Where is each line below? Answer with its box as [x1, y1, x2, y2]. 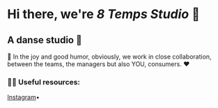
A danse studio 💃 [7, 34, 82, 46]
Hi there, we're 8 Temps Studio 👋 [7, 6, 201, 22]
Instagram [7, 93, 36, 102]
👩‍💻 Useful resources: [7, 77, 80, 86]
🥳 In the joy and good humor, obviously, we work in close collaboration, [7, 52, 212, 61]
